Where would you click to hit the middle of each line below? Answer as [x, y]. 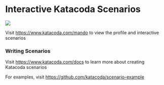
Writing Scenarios [28, 51]
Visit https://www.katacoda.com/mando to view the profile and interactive [82, 32]
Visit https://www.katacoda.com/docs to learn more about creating [75, 62]
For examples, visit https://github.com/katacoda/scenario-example [75, 77]
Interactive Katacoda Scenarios [73, 9]
